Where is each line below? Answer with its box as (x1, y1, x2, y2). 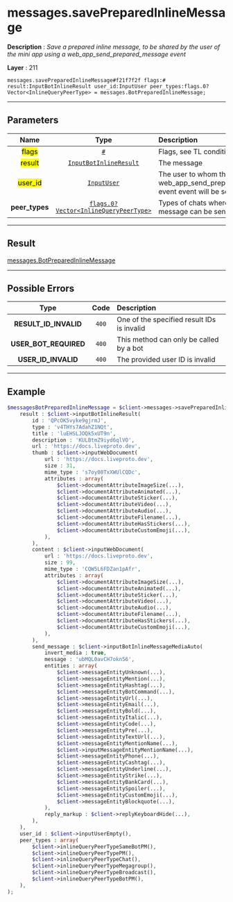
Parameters (7, 115, 59, 126)
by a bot (116, 344, 144, 353)
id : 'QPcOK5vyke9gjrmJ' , (32, 417, 107, 424)
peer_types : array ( (19, 837, 79, 844)
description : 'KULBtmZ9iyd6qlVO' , (32, 436, 135, 444)
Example (7, 385, 46, 397)
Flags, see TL (158, 147, 202, 156)
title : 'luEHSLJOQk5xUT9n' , (32, 430, 116, 437)
